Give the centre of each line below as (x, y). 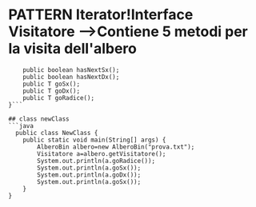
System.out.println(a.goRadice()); (96, 161)
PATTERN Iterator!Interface (101, 15)
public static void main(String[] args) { (94, 140)
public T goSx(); (52, 84)
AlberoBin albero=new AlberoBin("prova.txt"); (116, 147)
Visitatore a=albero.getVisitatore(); (102, 153)
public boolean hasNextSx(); (71, 70)
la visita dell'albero (73, 49)
